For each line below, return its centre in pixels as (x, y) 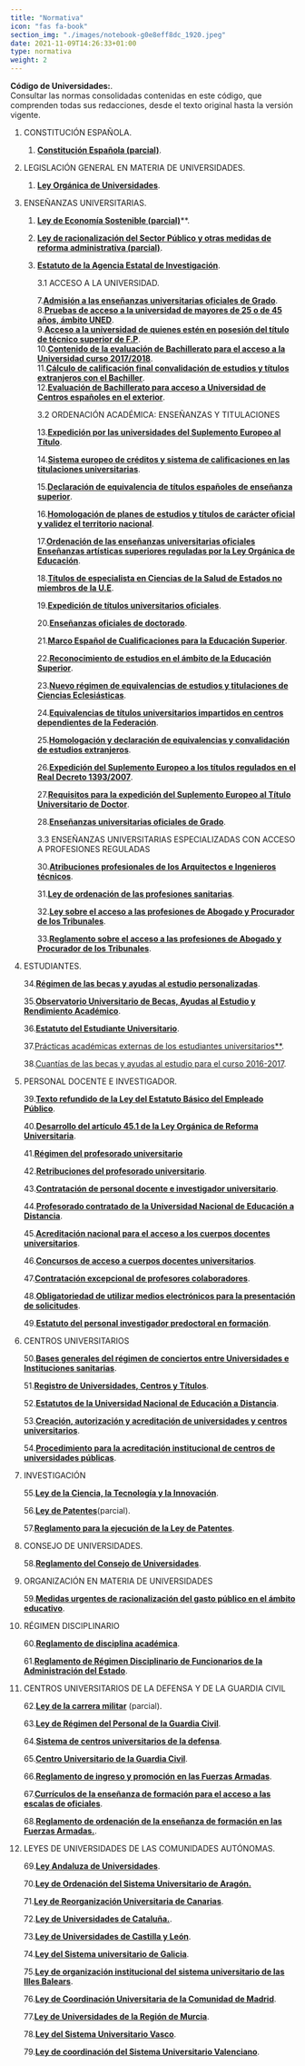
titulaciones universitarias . (89, 469)
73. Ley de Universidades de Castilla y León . (107, 1937)
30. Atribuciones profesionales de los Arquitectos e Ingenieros (157, 867)
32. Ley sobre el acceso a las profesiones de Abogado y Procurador (166, 911)
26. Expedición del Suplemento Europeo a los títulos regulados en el (167, 767)
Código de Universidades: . (62, 86)
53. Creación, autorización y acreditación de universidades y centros (155, 1421)
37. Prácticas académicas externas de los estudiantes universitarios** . (154, 1046)
